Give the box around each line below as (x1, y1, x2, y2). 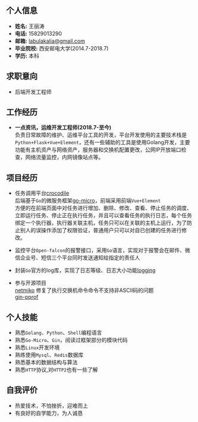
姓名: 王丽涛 (14, 23, 45, 30)
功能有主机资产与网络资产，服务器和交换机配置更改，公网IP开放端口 (14, 146, 181, 153)
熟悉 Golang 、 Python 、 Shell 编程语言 (14, 329, 102, 337)
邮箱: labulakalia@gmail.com (14, 37, 85, 45)
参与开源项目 (14, 280, 46, 287)
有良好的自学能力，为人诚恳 (14, 409, 83, 417)
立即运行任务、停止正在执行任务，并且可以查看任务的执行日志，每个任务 (14, 212, 192, 219)
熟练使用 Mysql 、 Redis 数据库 (14, 351, 84, 358)
